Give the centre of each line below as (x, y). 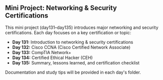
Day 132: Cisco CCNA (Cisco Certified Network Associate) (71, 47)
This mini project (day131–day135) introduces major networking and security (82, 27)
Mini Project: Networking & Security (61, 8)
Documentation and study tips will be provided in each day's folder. (73, 72)
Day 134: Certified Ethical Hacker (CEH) (52, 58)
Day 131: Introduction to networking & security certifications (73, 42)
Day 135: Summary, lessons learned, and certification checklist (76, 62)
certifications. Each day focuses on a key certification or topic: (68, 32)
